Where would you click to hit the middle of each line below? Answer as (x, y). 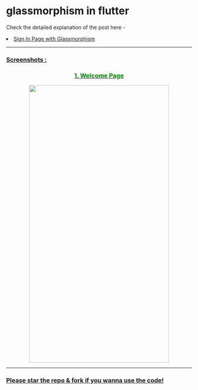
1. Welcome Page (99, 75)
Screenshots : (27, 59)
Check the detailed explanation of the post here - (66, 27)
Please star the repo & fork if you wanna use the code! (85, 381)
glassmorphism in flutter (68, 11)
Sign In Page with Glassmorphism (55, 38)
